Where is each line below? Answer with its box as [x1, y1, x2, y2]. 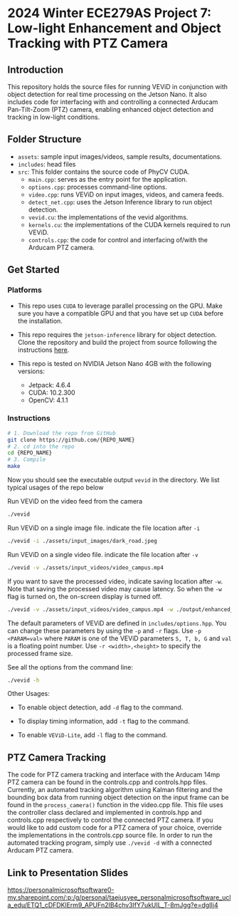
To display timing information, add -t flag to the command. [17, 717, 190, 726]
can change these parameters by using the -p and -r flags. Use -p [7, 626, 201, 635]
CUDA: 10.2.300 [28, 388, 76, 397]
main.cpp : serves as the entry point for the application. [28, 175, 188, 183]
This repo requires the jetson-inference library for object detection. [17, 330, 217, 339]
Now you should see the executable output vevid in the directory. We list [7, 476, 220, 484]
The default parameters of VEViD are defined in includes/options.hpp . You [7, 618, 227, 628]
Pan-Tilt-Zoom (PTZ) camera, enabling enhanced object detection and [7, 105, 214, 113]
